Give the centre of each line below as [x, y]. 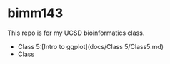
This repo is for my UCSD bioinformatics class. [76, 33]
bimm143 [35, 13]
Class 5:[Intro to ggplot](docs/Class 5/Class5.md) [91, 46]
